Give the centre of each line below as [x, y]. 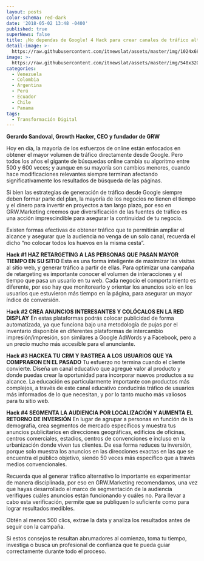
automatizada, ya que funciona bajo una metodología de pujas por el [92, 325]
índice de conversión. [33, 300]
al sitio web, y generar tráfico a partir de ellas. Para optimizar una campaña [100, 267]
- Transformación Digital [45, 119]
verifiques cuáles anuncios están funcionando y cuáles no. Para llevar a [96, 495]
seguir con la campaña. [36, 527]
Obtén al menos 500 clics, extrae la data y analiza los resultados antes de [98, 520]
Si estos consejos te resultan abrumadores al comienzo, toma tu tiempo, [97, 539]
